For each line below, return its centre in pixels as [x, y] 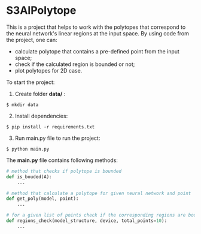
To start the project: [31, 82]
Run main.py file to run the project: [57, 138]
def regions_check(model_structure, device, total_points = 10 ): [87, 221]
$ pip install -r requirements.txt [51, 127]
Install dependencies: [41, 116]
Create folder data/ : [40, 94]
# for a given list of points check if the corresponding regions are [96, 215]
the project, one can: [32, 40]
